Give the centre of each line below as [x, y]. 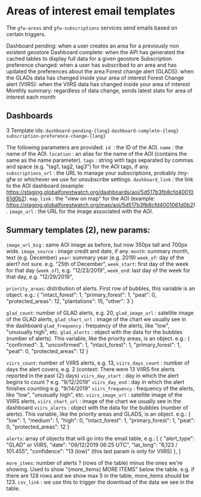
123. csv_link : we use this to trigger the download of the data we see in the [100, 482]
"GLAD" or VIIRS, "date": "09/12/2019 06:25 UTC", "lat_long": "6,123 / [92, 445]
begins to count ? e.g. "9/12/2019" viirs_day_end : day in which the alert [95, 382]
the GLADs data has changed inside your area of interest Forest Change [95, 78]
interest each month [31, 97]
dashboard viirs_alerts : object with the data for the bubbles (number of [97, 407]
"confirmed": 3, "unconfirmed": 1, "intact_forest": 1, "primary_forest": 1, [94, 345]
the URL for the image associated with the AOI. [96, 211]
